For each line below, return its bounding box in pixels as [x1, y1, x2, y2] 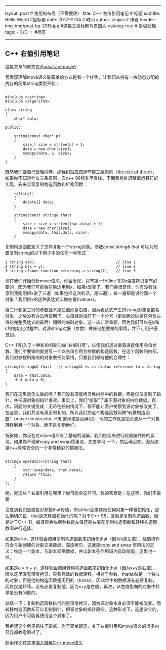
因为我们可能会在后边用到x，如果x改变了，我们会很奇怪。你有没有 [18, 284, 153, 290]
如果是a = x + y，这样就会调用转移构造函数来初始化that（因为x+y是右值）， [5, 565, 158, 571]
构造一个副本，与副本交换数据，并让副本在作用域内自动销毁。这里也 [13, 548, 152, 554]
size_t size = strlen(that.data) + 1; [23, 221, 103, 226]
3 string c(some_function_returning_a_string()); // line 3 [5, 268, 136, 273]
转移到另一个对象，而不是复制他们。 [5, 422, 79, 428]
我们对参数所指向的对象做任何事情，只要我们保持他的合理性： [5, 354, 131, 360]
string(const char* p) [14, 133, 61, 139]
